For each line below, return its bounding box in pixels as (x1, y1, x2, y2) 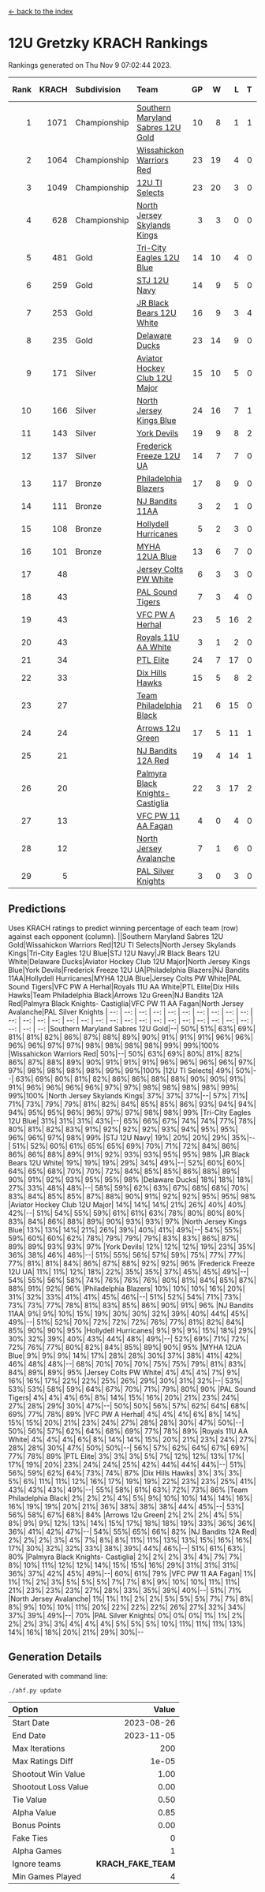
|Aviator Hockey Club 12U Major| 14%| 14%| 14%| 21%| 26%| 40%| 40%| (8, 1199, 246, 1210)
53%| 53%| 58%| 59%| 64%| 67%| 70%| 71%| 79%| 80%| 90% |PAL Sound (8, 1384, 256, 1393)
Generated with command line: (8, 1671, 108, 1681)
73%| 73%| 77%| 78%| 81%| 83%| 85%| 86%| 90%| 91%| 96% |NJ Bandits (8, 1300, 254, 1310)
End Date (12, 1729, 47, 1741)
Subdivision (75, 84, 121, 95)
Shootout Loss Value (12, 1781, 89, 1792)
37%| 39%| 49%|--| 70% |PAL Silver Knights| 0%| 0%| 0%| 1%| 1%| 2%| (8, 1610, 246, 1620)
